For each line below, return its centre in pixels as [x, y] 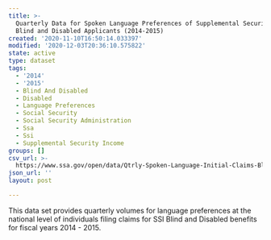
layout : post [30, 181]
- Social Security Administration [73, 121]
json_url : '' [30, 173]
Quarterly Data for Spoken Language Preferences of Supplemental [128, 23]
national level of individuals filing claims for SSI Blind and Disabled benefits [133, 219]
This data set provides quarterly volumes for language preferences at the [130, 210]
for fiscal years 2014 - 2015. [55, 227]
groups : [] [27, 151]
